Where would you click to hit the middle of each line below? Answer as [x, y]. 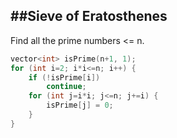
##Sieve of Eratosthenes [89, 16]
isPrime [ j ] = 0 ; [80, 105]
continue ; [66, 87]
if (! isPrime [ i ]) [64, 77]
